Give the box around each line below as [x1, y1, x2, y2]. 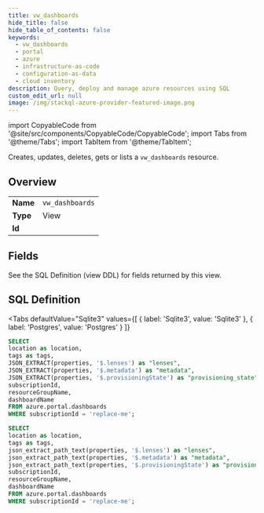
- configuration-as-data [15, 70, 97, 78]
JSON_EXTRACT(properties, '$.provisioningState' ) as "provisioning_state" [8, 373, 258, 381]
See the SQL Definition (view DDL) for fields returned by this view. [8, 270, 222, 279]
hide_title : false [8, 19, 68, 27]
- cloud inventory [15, 77, 76, 85]
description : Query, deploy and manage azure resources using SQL [8, 84, 230, 93]
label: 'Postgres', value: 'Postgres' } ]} [8, 322, 130, 332]
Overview [8, 175, 57, 188]
